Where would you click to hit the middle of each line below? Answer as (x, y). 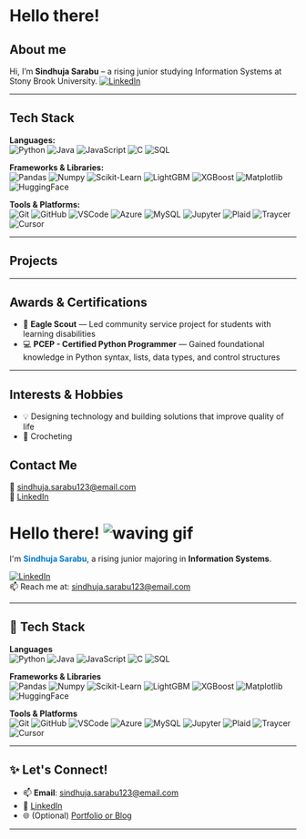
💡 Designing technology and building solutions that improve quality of (153, 416)
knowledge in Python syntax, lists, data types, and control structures (151, 357)
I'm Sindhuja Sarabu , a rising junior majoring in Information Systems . (141, 558)
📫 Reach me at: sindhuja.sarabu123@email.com (100, 587)
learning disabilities (59, 334)
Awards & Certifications (78, 303)
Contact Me (43, 465)
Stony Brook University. (54, 81)
